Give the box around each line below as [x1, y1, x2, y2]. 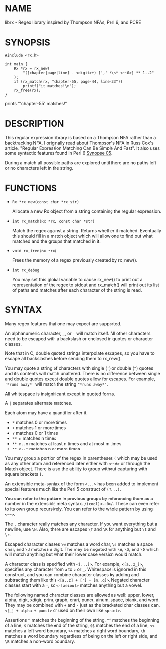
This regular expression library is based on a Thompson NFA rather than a [5, 134, 156, 140]
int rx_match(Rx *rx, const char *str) [12, 219, 95, 224]
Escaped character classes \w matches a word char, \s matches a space [5, 541, 153, 547]
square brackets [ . [5, 471, 43, 477]
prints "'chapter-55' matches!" [5, 100, 68, 106]
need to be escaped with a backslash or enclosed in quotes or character [5, 335, 153, 342]
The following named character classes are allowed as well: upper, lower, [5, 592, 155, 598]
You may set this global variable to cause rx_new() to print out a [12, 276, 143, 282]
